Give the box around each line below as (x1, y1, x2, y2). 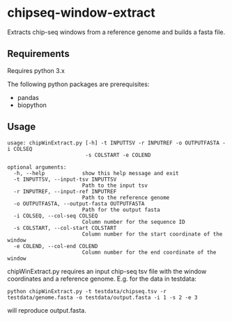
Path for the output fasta (82, 206, 160, 213)
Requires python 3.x (7, 66, 65, 74)
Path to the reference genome (82, 194, 170, 201)
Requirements (7, 48, 70, 60)
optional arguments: (7, 163, 68, 171)
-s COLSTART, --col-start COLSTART (13, 224, 117, 231)
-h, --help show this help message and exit (13, 170, 179, 176)
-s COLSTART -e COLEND (84, 151, 151, 158)
